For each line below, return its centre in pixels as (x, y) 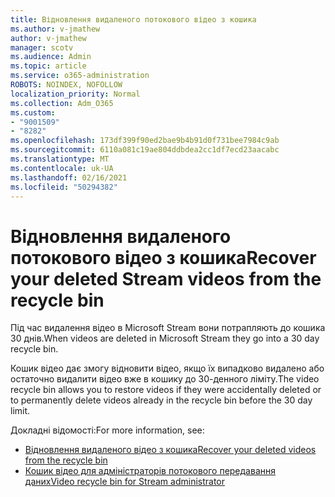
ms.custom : (33, 112)
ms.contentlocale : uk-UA (62, 168)
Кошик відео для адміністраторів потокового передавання (150, 471)
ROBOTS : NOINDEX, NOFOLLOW (66, 85)
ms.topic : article (48, 66)
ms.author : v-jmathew (55, 29)
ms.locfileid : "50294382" (64, 187)
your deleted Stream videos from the (166, 278)
